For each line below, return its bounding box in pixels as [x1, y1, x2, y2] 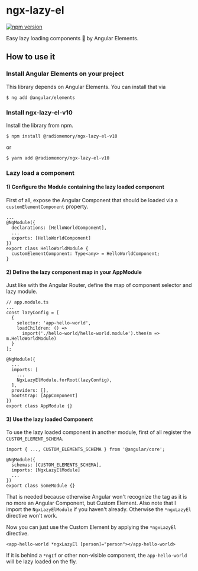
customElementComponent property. [6, 203, 89, 210]
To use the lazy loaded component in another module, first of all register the [6, 429, 191, 436]
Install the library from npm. [6, 122, 74, 129]
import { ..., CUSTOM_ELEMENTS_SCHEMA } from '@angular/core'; [6, 446, 165, 452]
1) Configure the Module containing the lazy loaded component [6, 183, 164, 190]
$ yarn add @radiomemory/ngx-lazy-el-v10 [6, 155, 110, 161]
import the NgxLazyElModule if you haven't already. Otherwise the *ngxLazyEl [6, 506, 191, 513]
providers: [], [11, 388, 49, 394]
